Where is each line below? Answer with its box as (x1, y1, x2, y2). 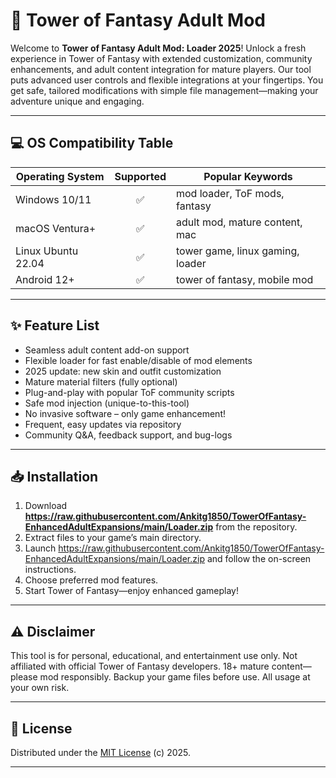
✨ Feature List (10, 317, 100, 334)
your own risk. (10, 682, 70, 694)
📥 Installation (10, 468, 99, 485)
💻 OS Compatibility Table (10, 135, 174, 152)
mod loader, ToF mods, (176, 186, 285, 200)
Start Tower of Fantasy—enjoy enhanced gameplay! (24, 585, 239, 597)
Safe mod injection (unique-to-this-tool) (24, 397, 190, 409)
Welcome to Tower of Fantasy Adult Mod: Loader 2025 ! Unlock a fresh (10, 42, 307, 54)
